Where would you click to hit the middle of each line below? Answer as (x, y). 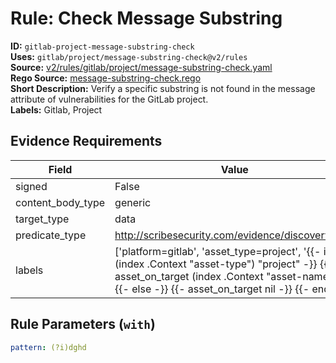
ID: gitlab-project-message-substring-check (102, 46)
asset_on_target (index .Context (189, 276)
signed (31, 186)
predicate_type (51, 235)
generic (133, 202)
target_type (42, 219)
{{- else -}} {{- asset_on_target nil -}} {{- (212, 289)
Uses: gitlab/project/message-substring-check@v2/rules (129, 56)
